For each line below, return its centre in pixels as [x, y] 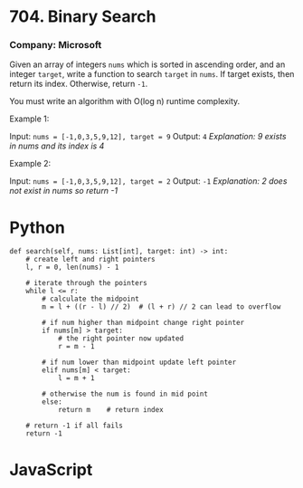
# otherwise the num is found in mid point [125, 394]
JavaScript [51, 469]
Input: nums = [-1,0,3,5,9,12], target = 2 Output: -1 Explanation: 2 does [148, 181]
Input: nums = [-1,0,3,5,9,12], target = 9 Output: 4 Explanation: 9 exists [148, 137]
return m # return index [111, 410]
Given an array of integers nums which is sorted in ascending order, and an [147, 64]
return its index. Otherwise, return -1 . [79, 84]
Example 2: [30, 164]
